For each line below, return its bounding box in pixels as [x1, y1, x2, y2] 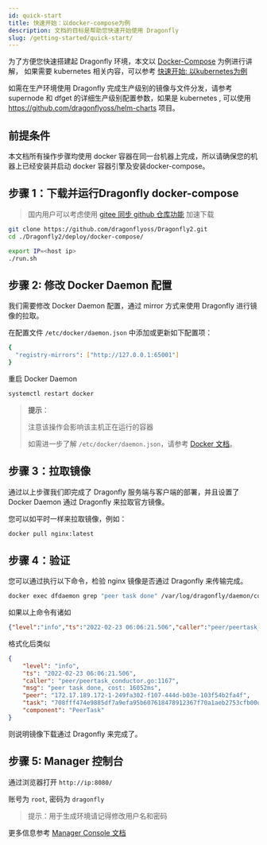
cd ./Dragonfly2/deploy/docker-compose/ [8, 232, 145, 241]
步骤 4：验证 [8, 553, 71, 567]
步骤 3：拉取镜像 [8, 464, 91, 478]
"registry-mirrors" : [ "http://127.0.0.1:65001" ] [15, 351, 180, 359]
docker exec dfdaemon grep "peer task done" [8, 592, 158, 600]
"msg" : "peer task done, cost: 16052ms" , [22, 684, 161, 692]
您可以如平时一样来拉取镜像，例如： [8, 514, 127, 523]
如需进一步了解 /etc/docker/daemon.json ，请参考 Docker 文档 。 [27, 439, 237, 448]
